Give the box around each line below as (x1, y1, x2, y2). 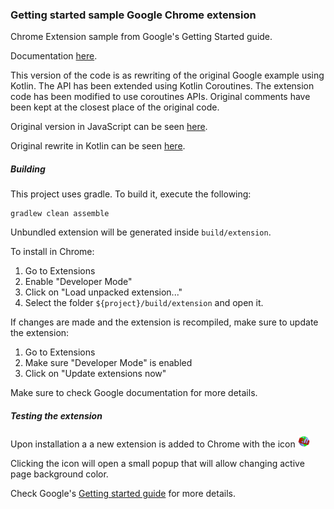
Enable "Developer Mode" (24, 276, 133, 288)
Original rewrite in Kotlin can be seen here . (10, 140, 186, 152)
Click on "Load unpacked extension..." (24, 286, 183, 298)
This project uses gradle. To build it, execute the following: (10, 188, 252, 200)
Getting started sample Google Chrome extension (10, 8, 257, 22)
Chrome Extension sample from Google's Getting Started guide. (10, 31, 273, 43)
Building (10, 163, 46, 175)
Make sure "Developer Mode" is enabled (24, 357, 193, 369)
